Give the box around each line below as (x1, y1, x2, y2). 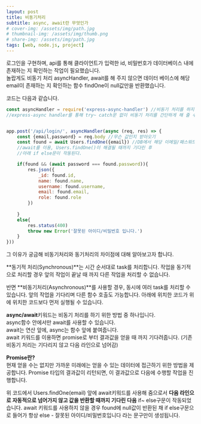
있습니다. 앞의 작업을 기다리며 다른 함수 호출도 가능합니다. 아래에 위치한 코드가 (6, 291, 188, 298)
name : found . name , (38, 178, 84, 184)
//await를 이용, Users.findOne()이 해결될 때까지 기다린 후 (17, 145, 153, 151)
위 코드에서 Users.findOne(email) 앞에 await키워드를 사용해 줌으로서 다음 (6, 389, 179, 396)
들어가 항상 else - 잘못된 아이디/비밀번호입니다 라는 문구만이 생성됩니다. (12, 411, 181, 419)
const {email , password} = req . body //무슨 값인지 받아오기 (17, 134, 156, 140)
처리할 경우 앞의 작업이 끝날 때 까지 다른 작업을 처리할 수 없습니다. (17, 271, 170, 278)
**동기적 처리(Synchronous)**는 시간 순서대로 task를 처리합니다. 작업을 (6, 264, 175, 271)
